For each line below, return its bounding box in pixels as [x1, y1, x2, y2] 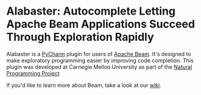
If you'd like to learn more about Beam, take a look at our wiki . [6, 81, 161, 89]
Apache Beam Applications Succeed [6, 17, 196, 31]
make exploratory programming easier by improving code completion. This [6, 57, 194, 64]
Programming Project [6, 69, 60, 77]
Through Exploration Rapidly [6, 30, 154, 44]
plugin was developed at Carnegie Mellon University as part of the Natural [6, 63, 192, 71]
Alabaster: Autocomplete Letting [6, 4, 175, 18]
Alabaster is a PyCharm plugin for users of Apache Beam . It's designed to [6, 50, 191, 57]
